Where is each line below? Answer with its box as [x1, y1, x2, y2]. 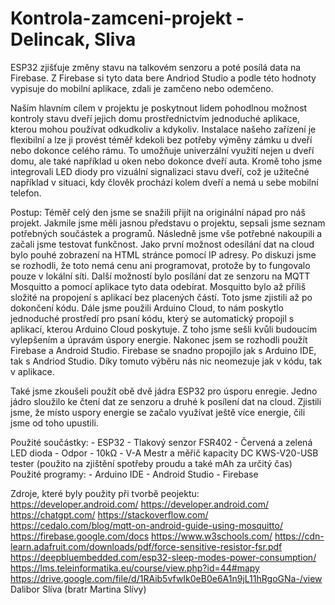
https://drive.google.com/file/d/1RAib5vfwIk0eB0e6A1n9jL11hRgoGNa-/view [10, 572, 323, 584]
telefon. [10, 187, 42, 199]
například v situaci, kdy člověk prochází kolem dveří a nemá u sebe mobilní [10, 176, 319, 188]
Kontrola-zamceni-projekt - [10, 7, 245, 30]
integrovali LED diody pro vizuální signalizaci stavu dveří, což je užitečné [10, 165, 310, 177]
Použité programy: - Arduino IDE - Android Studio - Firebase [10, 468, 259, 480]
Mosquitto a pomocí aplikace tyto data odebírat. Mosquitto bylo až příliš [10, 280, 307, 292]
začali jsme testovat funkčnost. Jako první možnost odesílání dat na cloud [10, 238, 315, 250]
